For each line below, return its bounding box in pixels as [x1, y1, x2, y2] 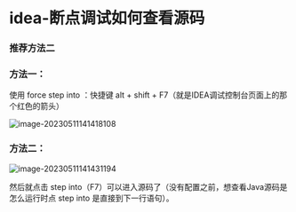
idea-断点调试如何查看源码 [9, 8, 205, 28]
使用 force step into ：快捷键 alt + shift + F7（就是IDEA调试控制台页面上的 [9, 90, 280, 100]
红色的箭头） [16, 101, 64, 112]
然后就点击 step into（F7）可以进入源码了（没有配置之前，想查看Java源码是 [9, 181, 288, 192]
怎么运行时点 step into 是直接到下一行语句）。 [9, 192, 174, 203]
